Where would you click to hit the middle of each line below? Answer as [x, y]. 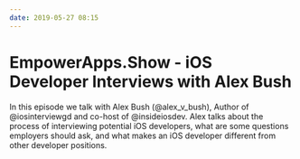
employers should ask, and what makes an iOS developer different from [143, 136]
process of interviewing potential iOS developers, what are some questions [149, 126]
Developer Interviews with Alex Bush [150, 81]
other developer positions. [58, 145]
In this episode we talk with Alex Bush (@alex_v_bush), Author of [129, 107]
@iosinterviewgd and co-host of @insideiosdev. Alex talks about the [136, 116]
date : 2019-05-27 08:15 [54, 18]
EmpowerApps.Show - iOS [111, 62]
